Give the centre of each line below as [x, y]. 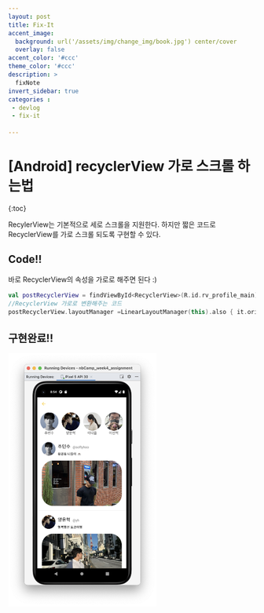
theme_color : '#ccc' [42, 67]
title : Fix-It [31, 25]
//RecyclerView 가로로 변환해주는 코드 [65, 303]
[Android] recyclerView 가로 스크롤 [121, 167]
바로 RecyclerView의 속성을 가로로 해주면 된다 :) [82, 279]
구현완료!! [31, 338]
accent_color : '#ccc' [44, 58]
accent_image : [31, 33]
